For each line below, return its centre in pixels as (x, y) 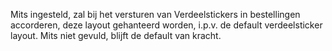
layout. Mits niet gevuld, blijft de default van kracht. (116, 35)
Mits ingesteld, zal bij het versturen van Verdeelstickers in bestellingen (155, 14)
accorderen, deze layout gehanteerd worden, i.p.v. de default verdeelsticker (166, 25)
